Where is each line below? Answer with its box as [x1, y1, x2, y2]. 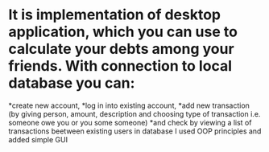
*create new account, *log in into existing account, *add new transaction [8, 101, 250, 110]
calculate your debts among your [8, 40, 235, 58]
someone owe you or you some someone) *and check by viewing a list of [8, 117, 252, 127]
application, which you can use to [8, 23, 238, 41]
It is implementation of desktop [8, 6, 221, 24]
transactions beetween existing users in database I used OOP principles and [8, 126, 262, 136]
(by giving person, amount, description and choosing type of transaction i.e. [8, 109, 261, 118]
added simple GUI [8, 134, 68, 144]
